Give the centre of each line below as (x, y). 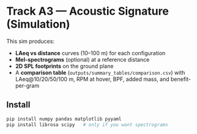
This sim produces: (31, 41)
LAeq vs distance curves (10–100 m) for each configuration (90, 53)
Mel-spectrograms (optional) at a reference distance (82, 59)
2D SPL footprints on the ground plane (64, 66)
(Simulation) (38, 24)
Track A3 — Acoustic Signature (88, 11)
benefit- (181, 79)
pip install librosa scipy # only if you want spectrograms (87, 125)
